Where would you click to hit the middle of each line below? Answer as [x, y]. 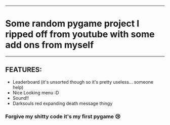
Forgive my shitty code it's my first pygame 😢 [63, 116]
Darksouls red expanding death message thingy [62, 103]
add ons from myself [50, 45]
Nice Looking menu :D [36, 92]
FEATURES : [24, 70]
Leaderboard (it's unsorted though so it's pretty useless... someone [83, 82]
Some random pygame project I [72, 24]
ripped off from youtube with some [80, 35]
